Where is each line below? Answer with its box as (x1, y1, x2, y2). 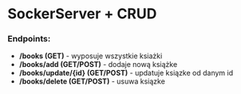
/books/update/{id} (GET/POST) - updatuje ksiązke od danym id (18, 69, 234, 78)
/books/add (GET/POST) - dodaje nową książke (18, 60, 178, 69)
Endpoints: (7, 33, 51, 45)
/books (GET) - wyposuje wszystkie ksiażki (18, 51, 163, 61)
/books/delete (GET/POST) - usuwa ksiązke (18, 76, 165, 86)
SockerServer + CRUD (7, 5, 157, 23)
